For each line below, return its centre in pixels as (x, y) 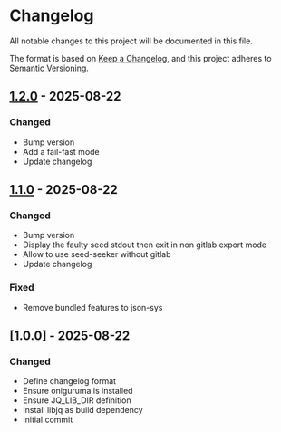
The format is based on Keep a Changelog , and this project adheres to (140, 58)
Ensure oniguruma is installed (78, 391)
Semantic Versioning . (49, 68)
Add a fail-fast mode (61, 151)
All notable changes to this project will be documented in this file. (131, 41)
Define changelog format (69, 381)
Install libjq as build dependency (82, 410)
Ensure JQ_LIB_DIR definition (77, 400)
